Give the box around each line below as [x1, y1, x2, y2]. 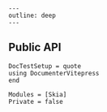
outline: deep [8, 11, 57, 19]
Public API [8, 41, 62, 54]
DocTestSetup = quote [8, 62, 82, 70]
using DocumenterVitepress [8, 69, 100, 77]
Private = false [8, 97, 63, 106]
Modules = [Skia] [8, 90, 67, 98]
